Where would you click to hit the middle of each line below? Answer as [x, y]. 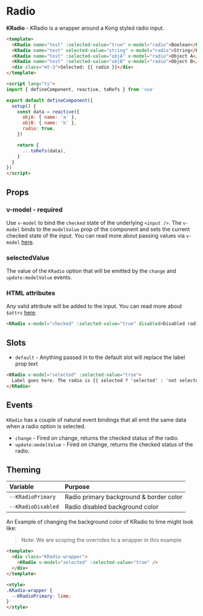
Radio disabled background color [111, 507]
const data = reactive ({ [48, 112]
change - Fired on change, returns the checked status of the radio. [97, 438]
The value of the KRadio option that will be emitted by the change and [91, 271]
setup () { [24, 106]
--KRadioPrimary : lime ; [41, 596]
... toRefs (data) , [44, 151]
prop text [26, 364]
